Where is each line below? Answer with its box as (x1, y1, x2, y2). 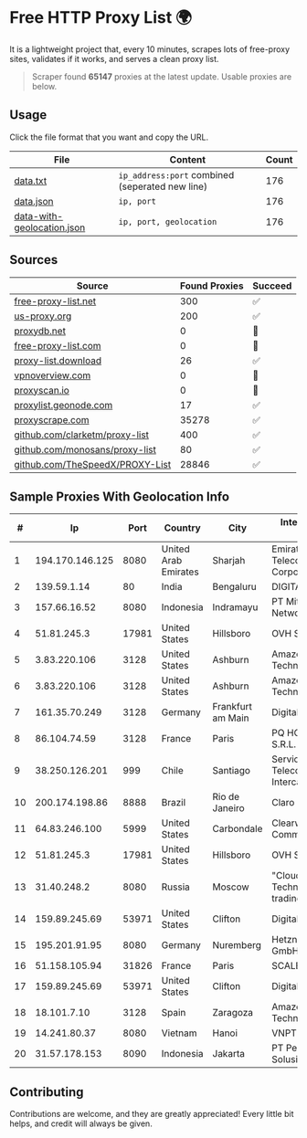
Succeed (252, 279, 292, 292)
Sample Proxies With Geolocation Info (9, 489, 230, 504)
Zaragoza (212, 1006, 254, 1019)
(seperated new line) (118, 180, 208, 193)
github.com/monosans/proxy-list (14, 443, 157, 456)
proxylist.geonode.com (14, 398, 113, 411)
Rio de (212, 791, 240, 804)
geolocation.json (14, 221, 86, 234)
